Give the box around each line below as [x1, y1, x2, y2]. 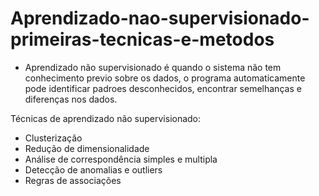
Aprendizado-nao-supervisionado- [10, 7, 310, 30]
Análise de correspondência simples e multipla [24, 153, 218, 165]
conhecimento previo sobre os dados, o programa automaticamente [24, 72, 306, 84]
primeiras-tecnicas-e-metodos [10, 28, 275, 51]
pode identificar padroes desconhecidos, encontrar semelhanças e [24, 82, 302, 94]
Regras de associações [24, 174, 122, 186]
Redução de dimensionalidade [24, 142, 150, 154]
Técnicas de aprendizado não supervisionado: [10, 112, 202, 124]
